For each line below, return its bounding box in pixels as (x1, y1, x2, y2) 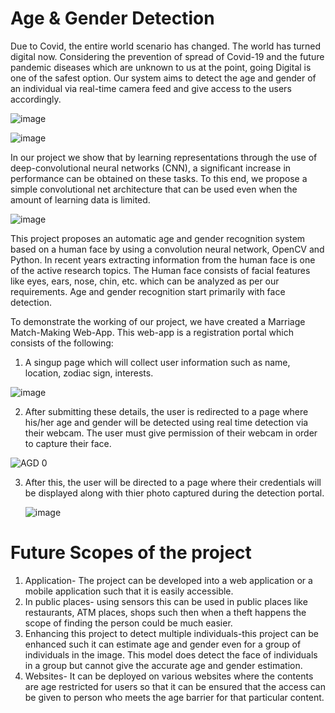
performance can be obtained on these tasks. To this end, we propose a (10, 172, 308, 184)
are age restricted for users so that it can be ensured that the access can (24, 680, 326, 692)
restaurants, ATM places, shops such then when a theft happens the (24, 606, 307, 618)
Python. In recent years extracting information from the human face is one (10, 253, 316, 266)
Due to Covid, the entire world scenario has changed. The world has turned (10, 40, 322, 52)
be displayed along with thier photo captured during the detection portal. (24, 487, 325, 499)
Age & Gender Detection (10, 7, 215, 30)
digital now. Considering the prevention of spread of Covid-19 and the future (10, 50, 325, 62)
